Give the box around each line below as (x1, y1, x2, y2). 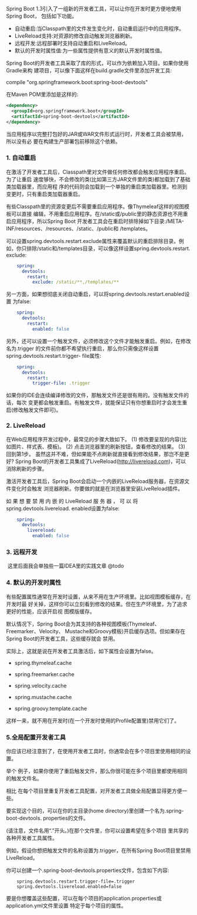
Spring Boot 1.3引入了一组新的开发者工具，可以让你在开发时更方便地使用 (6, 5, 182, 12)
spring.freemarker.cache (14, 670, 74, 678)
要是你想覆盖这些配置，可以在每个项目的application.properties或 (6, 894, 162, 901)
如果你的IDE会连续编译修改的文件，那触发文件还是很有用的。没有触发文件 (6, 392, 184, 399)
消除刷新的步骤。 (6, 465, 47, 472)
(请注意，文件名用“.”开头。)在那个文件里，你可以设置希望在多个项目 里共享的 (6, 827, 189, 834)
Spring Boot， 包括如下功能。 (6, 12, 77, 19)
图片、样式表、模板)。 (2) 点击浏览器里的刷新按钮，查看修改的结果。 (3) (11, 443, 186, 450)
